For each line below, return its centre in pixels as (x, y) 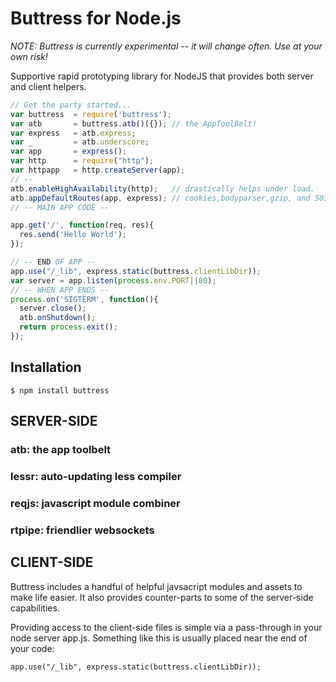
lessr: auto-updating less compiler (96, 476)
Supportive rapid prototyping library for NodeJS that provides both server (162, 76)
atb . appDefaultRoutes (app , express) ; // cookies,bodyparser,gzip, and (160, 198)
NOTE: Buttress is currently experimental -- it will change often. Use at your (166, 46)
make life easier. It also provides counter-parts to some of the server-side (162, 597)
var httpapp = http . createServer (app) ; (98, 170)
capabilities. (35, 608)
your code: (32, 648)
